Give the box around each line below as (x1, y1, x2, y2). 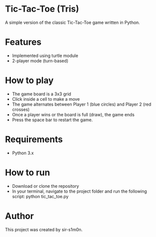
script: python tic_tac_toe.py (12, 193, 69, 199)
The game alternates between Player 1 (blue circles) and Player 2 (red (12, 101, 152, 107)
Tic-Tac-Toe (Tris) (5, 3, 79, 15)
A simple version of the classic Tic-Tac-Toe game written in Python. (5, 19, 140, 25)
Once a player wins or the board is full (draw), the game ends (12, 111, 135, 117)
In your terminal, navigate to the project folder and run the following (12, 188, 147, 194)
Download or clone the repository (12, 183, 79, 189)
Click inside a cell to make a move (12, 96, 80, 102)
